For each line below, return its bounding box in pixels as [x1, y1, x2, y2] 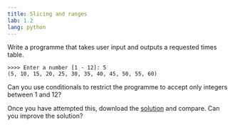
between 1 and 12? [7, 90, 62, 99]
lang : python [7, 23, 46, 31]
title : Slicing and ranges [7, 10, 88, 18]
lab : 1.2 [7, 17, 33, 24]
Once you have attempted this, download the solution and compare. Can [7, 104, 220, 113]
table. [7, 50, 24, 59]
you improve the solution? [7, 111, 83, 121]
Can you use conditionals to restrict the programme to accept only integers [7, 83, 228, 92]
